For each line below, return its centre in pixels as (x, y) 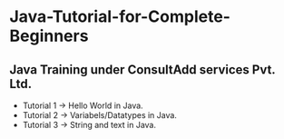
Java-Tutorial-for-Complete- (120, 17)
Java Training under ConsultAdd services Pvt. (142, 69)
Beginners (49, 36)
